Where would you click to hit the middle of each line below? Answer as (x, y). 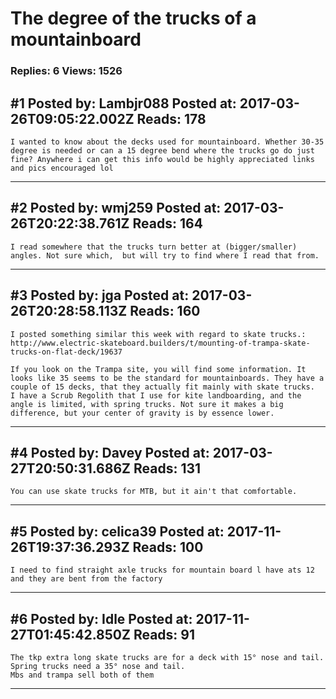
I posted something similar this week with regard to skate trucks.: (158, 334)
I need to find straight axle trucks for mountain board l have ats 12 (162, 570)
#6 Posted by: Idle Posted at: (101, 618)
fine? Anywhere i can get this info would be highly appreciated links (162, 159)
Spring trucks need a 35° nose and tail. (98, 666)
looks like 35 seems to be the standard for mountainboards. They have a (167, 378)
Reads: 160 (165, 311)
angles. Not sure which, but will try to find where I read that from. (165, 255)
